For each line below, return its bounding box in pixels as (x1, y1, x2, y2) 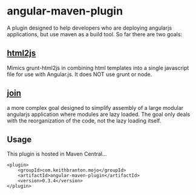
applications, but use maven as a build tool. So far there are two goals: (7, 30, 183, 37)
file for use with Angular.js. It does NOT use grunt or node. (7, 71, 152, 78)
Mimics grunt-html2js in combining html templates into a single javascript (7, 64, 189, 71)
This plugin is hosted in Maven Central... (7, 150, 108, 158)
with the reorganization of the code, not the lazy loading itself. (7, 117, 162, 124)
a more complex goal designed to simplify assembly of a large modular (7, 104, 184, 111)
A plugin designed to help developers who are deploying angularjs (7, 24, 172, 31)
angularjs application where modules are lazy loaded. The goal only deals (7, 110, 191, 118)
